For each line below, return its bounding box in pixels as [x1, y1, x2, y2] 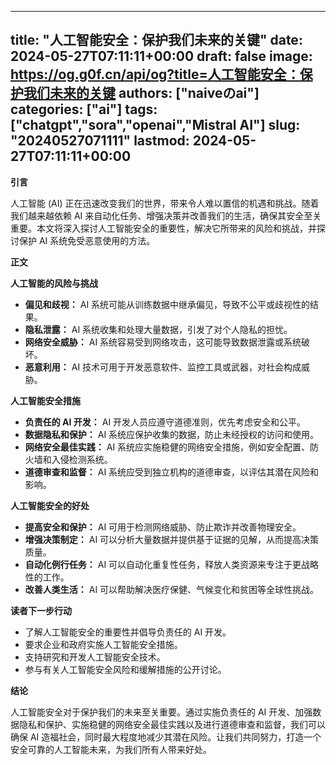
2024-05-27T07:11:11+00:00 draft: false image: [10, 48, 313, 65]
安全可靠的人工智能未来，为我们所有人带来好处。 [10, 743, 212, 755]
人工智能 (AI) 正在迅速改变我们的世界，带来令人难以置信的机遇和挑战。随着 [10, 197, 320, 209]
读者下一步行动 [10, 604, 72, 616]
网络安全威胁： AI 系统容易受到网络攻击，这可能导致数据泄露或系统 [24, 336, 302, 348]
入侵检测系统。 [51, 453, 113, 465]
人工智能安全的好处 [10, 499, 90, 511]
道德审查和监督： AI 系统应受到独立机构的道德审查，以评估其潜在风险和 [24, 466, 320, 478]
